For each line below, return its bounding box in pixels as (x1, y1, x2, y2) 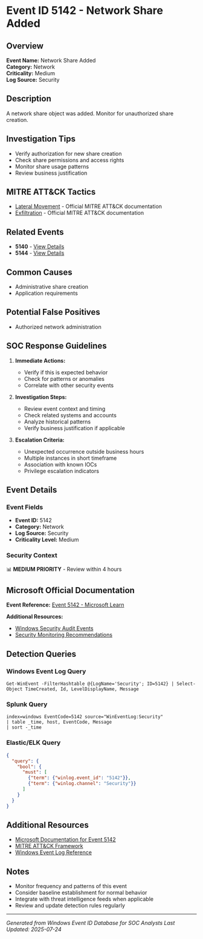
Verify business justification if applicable (24, 424, 125, 431)
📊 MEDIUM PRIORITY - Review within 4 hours (6, 565, 122, 573)
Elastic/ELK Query (6, 738, 61, 747)
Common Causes (6, 267, 72, 277)
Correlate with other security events (24, 382, 114, 389)
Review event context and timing (24, 405, 106, 412)
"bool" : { (17, 764, 42, 770)
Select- (176, 681, 196, 687)
